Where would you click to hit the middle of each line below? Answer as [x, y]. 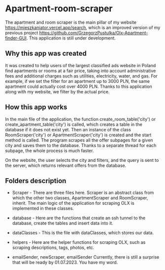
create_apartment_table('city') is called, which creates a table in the [74, 124]
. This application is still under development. [71, 38]
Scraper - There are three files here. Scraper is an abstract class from [83, 193]
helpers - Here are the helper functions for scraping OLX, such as [79, 242]
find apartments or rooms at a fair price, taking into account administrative [81, 71]
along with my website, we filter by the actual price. [57, 91]
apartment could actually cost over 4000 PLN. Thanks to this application [79, 86]
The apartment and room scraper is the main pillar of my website [71, 22]
